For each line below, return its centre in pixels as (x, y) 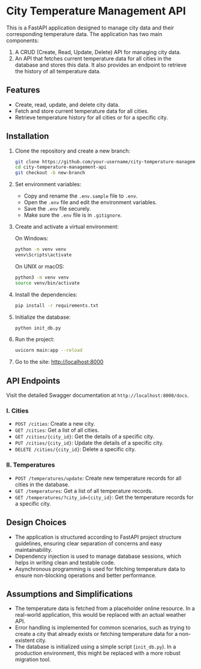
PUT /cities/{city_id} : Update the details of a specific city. (89, 443)
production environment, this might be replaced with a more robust (98, 653)
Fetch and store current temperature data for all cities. (82, 111)
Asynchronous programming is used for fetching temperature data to (100, 569)
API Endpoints (33, 380)
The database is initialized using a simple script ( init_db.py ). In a (95, 647)
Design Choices (37, 523)
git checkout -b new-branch (50, 173)
